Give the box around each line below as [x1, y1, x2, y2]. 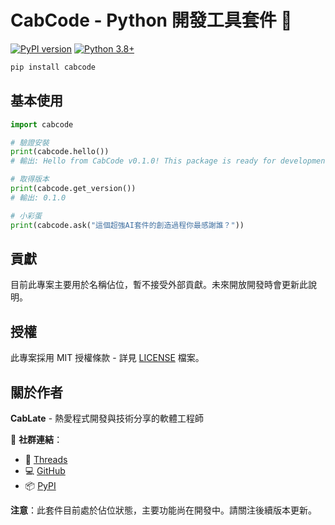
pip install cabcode [10, 62, 97, 72]
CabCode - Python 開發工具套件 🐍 [10, 9, 293, 32]
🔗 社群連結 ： [10, 433, 63, 445]
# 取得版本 [10, 174, 50, 185]
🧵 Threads [24, 453, 68, 465]
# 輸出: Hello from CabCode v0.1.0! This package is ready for [10, 156, 277, 166]
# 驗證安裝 [10, 137, 50, 148]
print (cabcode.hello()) [10, 147, 110, 157]
